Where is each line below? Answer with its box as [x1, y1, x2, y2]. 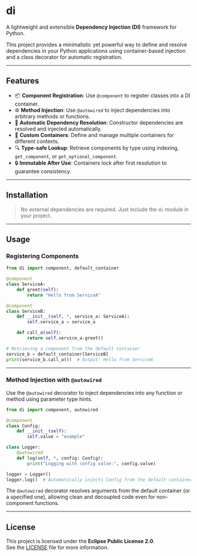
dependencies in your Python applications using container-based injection [6, 47, 186, 54]
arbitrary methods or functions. [14, 112, 91, 120]
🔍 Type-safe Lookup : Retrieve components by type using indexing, [14, 144, 179, 151]
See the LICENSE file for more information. [6, 544, 109, 551]
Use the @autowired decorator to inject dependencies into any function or [6, 389, 183, 396]
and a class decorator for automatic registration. [6, 53, 123, 60]
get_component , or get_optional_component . [14, 152, 118, 159]
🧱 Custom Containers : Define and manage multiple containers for [14, 131, 174, 138]
